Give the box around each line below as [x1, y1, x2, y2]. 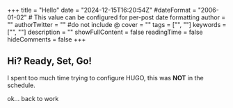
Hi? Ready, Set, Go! [7, 55, 93, 67]
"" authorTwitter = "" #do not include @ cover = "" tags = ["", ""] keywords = [7, 21, 227, 28]
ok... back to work [7, 94, 59, 102]
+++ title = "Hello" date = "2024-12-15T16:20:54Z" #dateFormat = [7, 6, 197, 14]
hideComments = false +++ [7, 35, 86, 44]
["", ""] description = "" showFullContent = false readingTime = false [7, 28, 203, 36]
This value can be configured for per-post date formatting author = [33, 13, 226, 21]
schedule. [7, 81, 36, 89]
